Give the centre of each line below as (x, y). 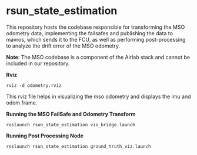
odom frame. (22, 102)
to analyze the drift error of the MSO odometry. (63, 46)
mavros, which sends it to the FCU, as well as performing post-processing (96, 39)
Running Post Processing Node (45, 136)
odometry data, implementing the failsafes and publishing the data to (90, 33)
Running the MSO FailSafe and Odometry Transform (71, 114)
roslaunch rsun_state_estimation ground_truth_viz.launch (79, 146)
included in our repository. (38, 63)
